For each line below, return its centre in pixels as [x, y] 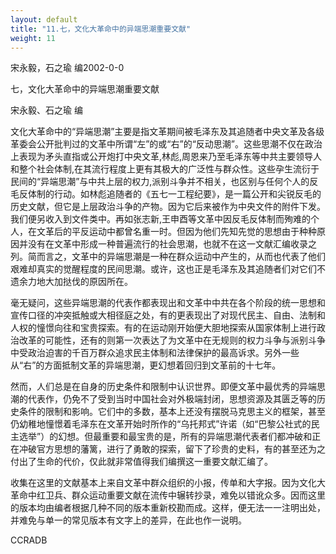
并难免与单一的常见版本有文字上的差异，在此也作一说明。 [128, 520]
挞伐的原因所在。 [97, 282]
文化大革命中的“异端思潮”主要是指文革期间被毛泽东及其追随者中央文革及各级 [167, 132]
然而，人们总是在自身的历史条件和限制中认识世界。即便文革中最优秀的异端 [163, 387]
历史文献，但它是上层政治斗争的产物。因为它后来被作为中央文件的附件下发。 [168, 207]
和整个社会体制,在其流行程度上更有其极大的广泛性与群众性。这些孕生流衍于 [165, 169]
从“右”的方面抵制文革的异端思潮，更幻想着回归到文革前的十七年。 [146, 365]
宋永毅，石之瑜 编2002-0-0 [67, 68]
